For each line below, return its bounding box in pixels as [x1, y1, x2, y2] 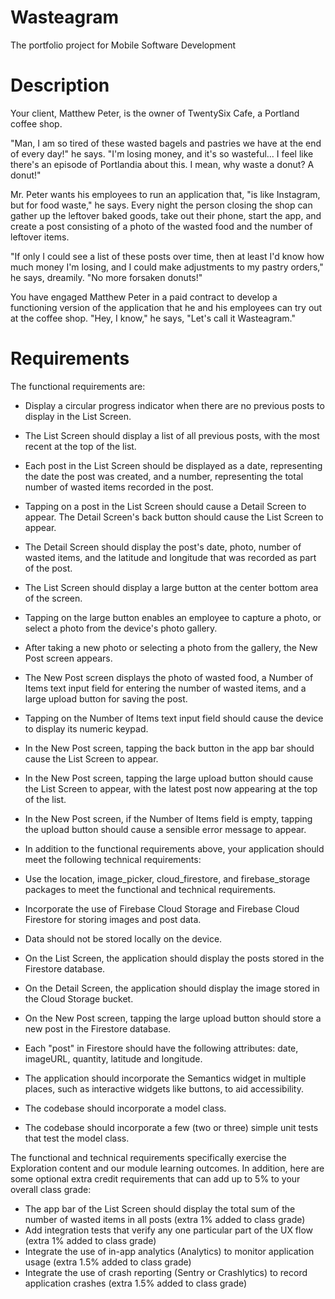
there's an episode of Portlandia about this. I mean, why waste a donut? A [10, 158, 315, 170]
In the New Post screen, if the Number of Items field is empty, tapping [24, 812, 313, 825]
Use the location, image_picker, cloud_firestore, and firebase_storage [24, 872, 311, 885]
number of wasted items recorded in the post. [24, 481, 214, 493]
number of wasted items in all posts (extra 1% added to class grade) [24, 1213, 306, 1225]
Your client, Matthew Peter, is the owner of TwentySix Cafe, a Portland [10, 107, 300, 119]
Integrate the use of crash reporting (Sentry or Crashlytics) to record [24, 1266, 308, 1278]
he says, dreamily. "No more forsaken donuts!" [10, 271, 203, 283]
